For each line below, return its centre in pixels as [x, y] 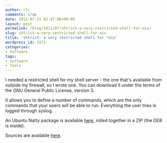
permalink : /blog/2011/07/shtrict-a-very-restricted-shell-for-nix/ [78, 28]
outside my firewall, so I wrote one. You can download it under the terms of [83, 85]
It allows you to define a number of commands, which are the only [73, 100]
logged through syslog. [29, 111]
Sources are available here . [33, 135]
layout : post [19, 24]
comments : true [21, 14]
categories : [18, 47]
